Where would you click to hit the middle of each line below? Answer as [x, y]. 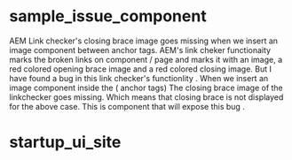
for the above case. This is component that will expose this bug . [127, 106]
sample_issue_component [108, 16]
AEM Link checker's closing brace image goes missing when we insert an [143, 41]
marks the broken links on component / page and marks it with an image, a [146, 59]
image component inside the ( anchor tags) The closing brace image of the [146, 88]
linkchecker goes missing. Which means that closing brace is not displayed [146, 97]
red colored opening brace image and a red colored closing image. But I [141, 69]
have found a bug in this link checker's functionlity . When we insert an [139, 78]
